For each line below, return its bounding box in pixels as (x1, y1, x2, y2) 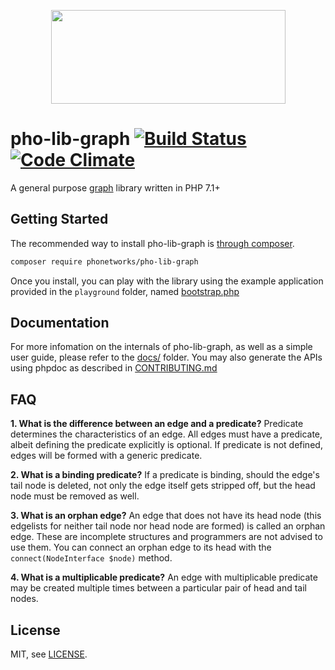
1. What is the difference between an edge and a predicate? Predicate (10, 418, 304, 430)
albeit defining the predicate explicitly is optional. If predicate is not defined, (10, 439, 323, 451)
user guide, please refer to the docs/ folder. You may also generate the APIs (10, 351, 323, 364)
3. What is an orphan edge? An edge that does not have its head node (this (10, 510, 322, 522)
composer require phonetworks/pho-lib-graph (10, 256, 199, 267)
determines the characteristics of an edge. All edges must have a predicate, (10, 428, 323, 440)
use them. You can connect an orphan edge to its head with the (10, 541, 272, 554)
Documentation (10, 315, 110, 332)
